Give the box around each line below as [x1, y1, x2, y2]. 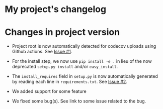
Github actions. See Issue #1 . [12, 49, 72, 55]
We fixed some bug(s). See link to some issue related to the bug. [12, 98, 146, 104]
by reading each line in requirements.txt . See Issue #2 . [12, 79, 128, 85]
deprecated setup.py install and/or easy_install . [12, 64, 118, 70]
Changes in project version [5, 27, 120, 38]
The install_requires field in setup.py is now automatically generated [12, 73, 158, 79]
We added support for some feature [12, 88, 87, 94]
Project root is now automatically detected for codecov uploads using [12, 43, 156, 49]
